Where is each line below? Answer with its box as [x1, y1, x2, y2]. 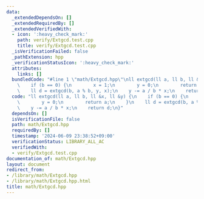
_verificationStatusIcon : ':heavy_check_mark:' [12, 59, 135, 66]
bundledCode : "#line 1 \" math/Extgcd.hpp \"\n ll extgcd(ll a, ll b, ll [12, 76, 194, 83]
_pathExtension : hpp [12, 54, 64, 60]
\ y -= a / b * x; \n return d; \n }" [17, 104, 123, 111]
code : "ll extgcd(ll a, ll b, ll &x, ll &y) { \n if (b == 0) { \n [12, 93, 189, 99]
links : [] [17, 71, 42, 77]
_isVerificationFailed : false [12, 49, 88, 55]
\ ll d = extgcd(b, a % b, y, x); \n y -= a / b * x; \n [17, 88, 175, 94]
